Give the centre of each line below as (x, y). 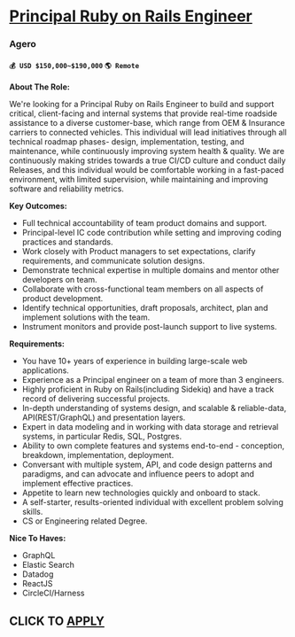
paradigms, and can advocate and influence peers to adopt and (138, 474)
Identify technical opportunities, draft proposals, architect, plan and (145, 308)
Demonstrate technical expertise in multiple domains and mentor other (151, 270)
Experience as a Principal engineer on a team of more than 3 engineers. (153, 380)
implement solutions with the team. (86, 317)
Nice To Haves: (38, 539)
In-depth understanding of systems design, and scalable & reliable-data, (154, 408)
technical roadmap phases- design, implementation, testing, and (127, 142)
